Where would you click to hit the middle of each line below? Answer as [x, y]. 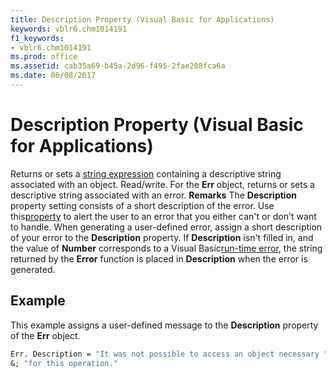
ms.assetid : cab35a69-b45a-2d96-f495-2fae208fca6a [118, 66]
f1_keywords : [37, 38]
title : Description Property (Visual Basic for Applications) [142, 19]
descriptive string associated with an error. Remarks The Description [153, 195]
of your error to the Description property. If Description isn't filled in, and [162, 237]
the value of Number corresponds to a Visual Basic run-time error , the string [166, 248]
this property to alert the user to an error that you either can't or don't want [163, 216]
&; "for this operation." [64, 363]
